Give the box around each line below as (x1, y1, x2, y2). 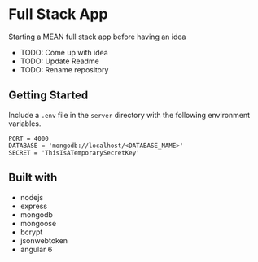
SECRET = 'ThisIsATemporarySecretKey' (8, 148, 140, 157)
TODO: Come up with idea (20, 47, 108, 57)
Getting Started (8, 89, 89, 103)
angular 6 (20, 244, 53, 254)
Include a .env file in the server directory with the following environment (8, 110, 251, 120)
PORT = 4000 (8, 134, 49, 142)
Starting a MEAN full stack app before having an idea (8, 32, 186, 41)
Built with (8, 171, 58, 185)
